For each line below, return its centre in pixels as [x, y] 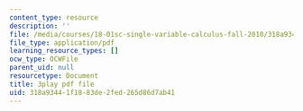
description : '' [40, 26]
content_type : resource [54, 17]
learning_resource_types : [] [64, 51]
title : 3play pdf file [52, 84]
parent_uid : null [42, 68]
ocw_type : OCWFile [44, 59]
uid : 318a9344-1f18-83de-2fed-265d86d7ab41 [92, 92]
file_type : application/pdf [62, 43]
